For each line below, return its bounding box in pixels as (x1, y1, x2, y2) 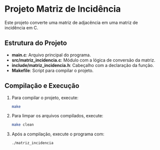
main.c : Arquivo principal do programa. (11, 52, 91, 58)
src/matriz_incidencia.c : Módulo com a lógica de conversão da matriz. (11, 57, 156, 63)
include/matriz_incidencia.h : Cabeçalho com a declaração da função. (11, 62, 154, 68)
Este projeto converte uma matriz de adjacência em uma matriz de (4, 20, 139, 25)
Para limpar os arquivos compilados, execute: (11, 113, 103, 119)
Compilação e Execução (4, 82, 80, 90)
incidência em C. (4, 24, 39, 30)
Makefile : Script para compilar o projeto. (11, 67, 94, 73)
